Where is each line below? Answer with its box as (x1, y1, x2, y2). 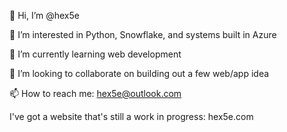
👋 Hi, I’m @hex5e (9, 10, 80, 21)
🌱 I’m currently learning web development (9, 48, 182, 60)
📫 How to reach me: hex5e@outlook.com (9, 88, 182, 99)
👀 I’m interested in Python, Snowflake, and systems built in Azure (9, 29, 277, 40)
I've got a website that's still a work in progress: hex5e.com (9, 111, 254, 122)
